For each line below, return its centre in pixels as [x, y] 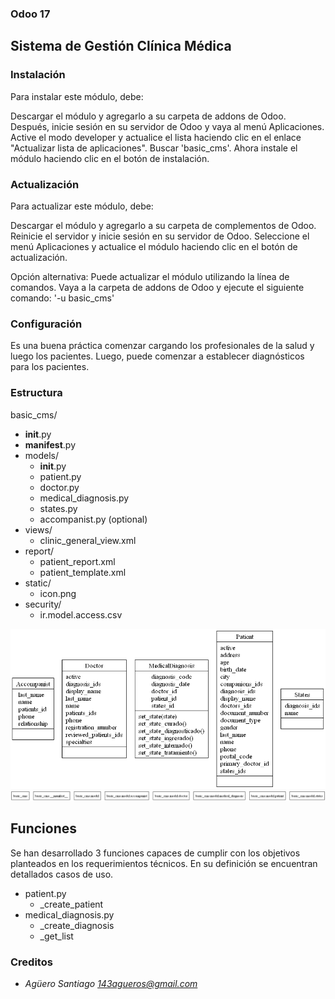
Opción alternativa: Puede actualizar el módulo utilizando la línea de [150, 276]
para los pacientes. [50, 367]
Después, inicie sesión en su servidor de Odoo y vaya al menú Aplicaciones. [167, 126]
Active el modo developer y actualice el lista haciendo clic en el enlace [156, 137]
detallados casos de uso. [62, 874]
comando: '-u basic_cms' [62, 298]
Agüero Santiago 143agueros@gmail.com [111, 983]
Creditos [31, 962]
